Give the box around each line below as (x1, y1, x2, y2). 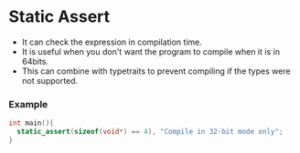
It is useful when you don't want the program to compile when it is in (21, 46, 281, 56)
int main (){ (8, 118, 54, 128)
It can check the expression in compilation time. (21, 36, 203, 47)
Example (8, 97, 48, 110)
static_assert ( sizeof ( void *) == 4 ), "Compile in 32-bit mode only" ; (16, 127, 284, 137)
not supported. (21, 75, 79, 86)
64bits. (21, 56, 49, 66)
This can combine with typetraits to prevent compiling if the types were (21, 66, 291, 76)
